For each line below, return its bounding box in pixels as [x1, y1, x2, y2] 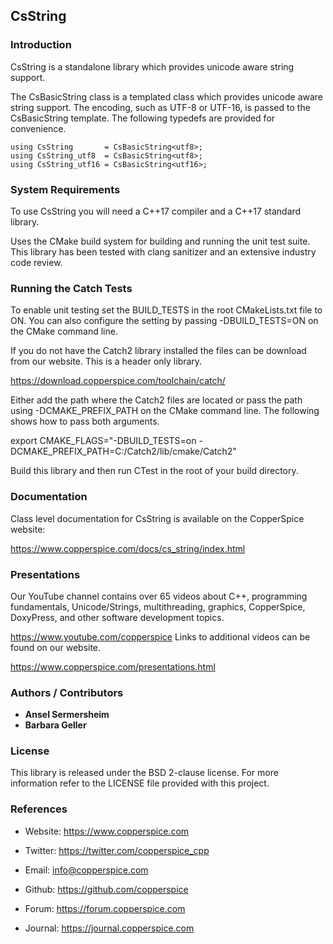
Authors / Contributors [10, 685, 124, 699]
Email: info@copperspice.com [24, 864, 149, 876]
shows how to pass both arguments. [10, 415, 160, 428]
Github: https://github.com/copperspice [24, 883, 189, 895]
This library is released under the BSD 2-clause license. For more [10, 767, 279, 779]
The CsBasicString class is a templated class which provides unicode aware [10, 90, 324, 103]
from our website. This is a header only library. [10, 355, 203, 368]
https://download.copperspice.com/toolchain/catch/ [10, 375, 226, 387]
